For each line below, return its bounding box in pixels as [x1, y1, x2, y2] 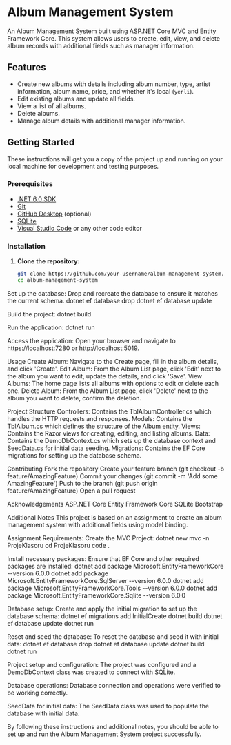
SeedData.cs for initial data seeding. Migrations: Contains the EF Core [7, 444, 205, 452]
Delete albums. [17, 109, 60, 117]
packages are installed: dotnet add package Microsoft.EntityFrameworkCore [7, 562, 224, 570]
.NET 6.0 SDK [17, 194, 57, 203]
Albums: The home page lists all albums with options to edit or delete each [7, 379, 219, 387]
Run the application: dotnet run [7, 323, 95, 331]
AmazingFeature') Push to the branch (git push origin [7, 479, 158, 487]
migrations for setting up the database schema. [7, 451, 142, 459]
